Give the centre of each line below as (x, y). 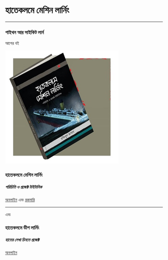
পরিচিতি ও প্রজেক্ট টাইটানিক (24, 186)
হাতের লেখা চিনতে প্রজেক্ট (22, 239)
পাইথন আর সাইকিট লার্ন (24, 32)
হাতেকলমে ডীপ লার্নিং (22, 228)
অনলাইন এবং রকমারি (20, 200)
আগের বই (12, 43)
